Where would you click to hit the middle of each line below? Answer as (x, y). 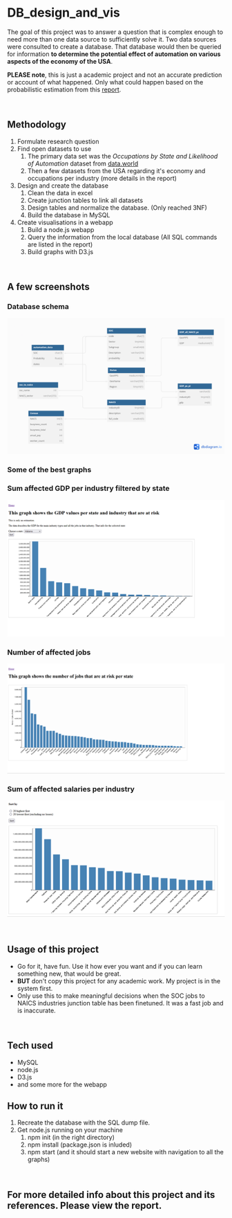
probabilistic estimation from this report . (64, 89)
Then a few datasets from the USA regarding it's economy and (116, 170)
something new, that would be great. (69, 974)
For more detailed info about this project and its (111, 1195)
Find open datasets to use (54, 149)
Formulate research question (58, 141)
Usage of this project (53, 950)
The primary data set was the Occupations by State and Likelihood (123, 156)
